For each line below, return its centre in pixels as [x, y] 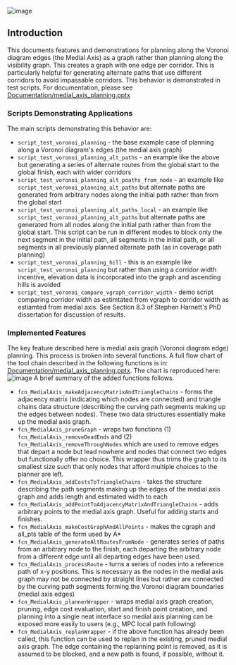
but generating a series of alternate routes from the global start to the [118, 165]
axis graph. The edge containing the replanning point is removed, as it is [122, 647]
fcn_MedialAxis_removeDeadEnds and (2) [75, 437]
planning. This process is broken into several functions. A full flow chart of [115, 355]
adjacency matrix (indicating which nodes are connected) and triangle [119, 399]
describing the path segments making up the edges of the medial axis [119, 489]
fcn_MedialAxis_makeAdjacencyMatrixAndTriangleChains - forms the [115, 392]
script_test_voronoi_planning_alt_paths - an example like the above [118, 157]
